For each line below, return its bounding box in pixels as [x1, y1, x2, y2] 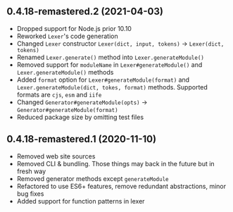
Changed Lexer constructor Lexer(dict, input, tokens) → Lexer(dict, [16, 39, 225, 48]
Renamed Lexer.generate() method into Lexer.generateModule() [16, 53, 205, 61]
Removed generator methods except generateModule [16, 174, 170, 182]
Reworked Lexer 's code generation [16, 32, 118, 40]
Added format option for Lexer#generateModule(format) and [16, 75, 190, 84]
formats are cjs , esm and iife [16, 90, 102, 99]
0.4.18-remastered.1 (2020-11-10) [6, 133, 156, 145]
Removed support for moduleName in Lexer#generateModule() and [16, 60, 203, 69]
